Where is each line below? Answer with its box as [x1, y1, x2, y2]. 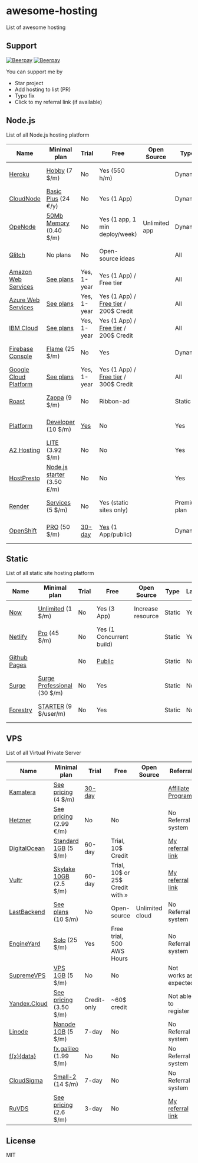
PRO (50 [46, 522, 71, 531]
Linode [9, 1028, 28, 1036]
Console [9, 352, 32, 360]
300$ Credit [99, 380, 134, 388]
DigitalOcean [9, 844, 45, 852]
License [6, 1136, 36, 1146]
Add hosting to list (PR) [14, 86, 71, 93]
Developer [46, 418, 75, 426]
